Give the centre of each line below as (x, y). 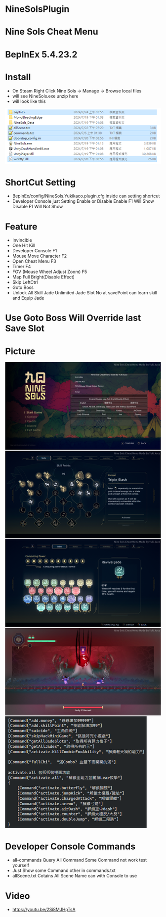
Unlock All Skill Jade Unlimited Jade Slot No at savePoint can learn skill (84, 293)
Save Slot (25, 329)
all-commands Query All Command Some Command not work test (80, 860)
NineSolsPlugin (37, 9)
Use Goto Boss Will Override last (73, 318)
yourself (21, 865)
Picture (20, 351)
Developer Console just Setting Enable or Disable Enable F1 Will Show (83, 201)
